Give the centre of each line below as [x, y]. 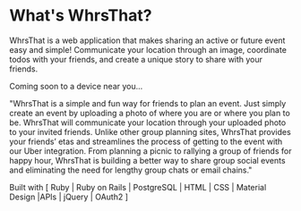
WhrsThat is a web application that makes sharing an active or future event [147, 40]
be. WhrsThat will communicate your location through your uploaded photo [148, 122]
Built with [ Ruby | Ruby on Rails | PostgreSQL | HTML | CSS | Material [138, 187]
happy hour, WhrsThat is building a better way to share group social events [147, 160]
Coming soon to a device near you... [76, 86]
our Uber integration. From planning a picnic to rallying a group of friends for [150, 151]
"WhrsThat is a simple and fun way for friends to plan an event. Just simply [148, 103]
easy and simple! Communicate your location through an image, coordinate [148, 49]
